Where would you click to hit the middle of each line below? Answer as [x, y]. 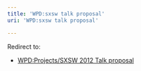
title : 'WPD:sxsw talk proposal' [56, 14]
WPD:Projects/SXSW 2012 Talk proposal [76, 60]
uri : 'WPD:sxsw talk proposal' [53, 20]
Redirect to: [24, 46]
